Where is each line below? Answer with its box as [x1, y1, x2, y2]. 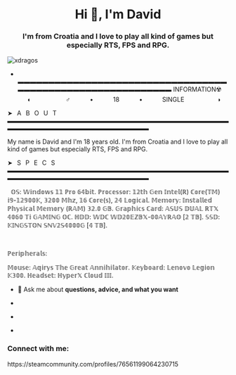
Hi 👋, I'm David [74, 6, 162, 23]
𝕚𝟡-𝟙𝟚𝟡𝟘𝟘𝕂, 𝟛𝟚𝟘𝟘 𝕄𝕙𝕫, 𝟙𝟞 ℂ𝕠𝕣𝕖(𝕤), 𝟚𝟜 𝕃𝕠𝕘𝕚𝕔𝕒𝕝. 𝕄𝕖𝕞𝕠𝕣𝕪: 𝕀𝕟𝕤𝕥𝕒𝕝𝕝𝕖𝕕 [7, 196, 213, 205]
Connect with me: [7, 344, 70, 354]
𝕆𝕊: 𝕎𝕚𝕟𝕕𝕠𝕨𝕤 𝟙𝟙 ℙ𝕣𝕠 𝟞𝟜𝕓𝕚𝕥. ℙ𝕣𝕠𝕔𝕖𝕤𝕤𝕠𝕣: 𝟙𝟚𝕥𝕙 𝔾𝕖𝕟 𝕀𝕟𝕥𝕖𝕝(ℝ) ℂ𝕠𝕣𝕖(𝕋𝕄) [10, 188, 221, 196]
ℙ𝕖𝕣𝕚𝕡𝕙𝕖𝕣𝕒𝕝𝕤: [7, 249, 48, 258]
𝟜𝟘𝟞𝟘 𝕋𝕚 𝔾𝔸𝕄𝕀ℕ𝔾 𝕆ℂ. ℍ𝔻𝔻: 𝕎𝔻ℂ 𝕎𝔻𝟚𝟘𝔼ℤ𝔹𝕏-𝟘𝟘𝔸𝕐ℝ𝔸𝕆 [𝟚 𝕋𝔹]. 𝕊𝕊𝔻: [7, 212, 221, 221]
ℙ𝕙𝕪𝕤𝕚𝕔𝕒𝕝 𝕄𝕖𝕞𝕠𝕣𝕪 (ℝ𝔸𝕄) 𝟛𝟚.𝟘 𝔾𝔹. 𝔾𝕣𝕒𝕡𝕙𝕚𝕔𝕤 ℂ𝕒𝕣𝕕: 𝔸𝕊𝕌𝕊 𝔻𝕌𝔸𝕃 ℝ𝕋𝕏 [7, 204, 219, 213]
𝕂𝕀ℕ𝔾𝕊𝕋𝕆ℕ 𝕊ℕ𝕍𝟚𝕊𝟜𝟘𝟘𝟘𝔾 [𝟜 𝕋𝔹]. [7, 221, 107, 229]
